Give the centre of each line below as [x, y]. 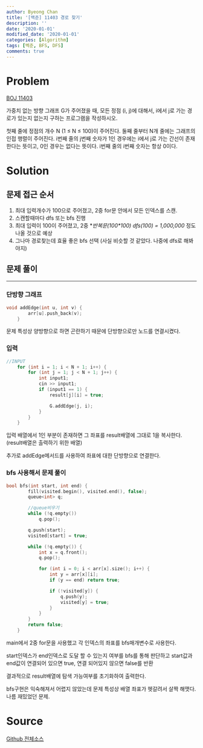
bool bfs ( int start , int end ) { [47, 486]
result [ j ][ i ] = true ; [76, 395]
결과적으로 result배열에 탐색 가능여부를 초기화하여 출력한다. [76, 676]
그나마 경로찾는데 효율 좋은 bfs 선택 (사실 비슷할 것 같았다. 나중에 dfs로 [98, 240]
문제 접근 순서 [30, 195]
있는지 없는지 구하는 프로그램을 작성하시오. [67, 118]
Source [25, 721]
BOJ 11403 [20, 98]
